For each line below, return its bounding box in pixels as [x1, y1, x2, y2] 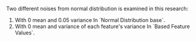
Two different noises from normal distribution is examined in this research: [6, 5, 189, 12]
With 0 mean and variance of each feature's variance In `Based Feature [14, 23, 190, 30]
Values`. [14, 29, 35, 36]
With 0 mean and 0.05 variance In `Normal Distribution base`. [14, 17, 166, 23]
